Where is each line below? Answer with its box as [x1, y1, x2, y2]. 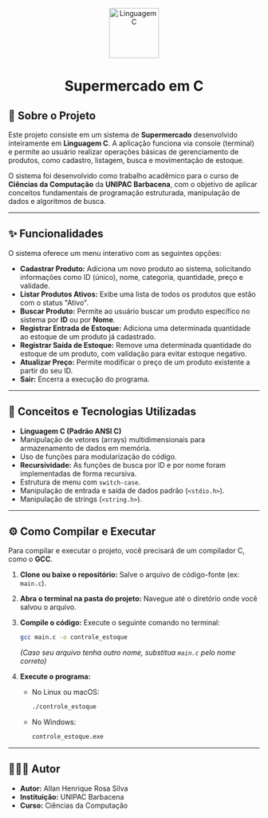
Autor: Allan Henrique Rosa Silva [19, 784, 128, 793]
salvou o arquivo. [19, 602, 77, 612]
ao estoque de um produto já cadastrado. [19, 332, 156, 341]
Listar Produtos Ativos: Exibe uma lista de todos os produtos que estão [19, 289, 257, 299]
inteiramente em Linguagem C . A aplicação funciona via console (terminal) [8, 138, 255, 148]
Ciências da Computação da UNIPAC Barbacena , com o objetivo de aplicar [8, 180, 258, 189]
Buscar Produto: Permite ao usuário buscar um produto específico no [19, 306, 250, 316]
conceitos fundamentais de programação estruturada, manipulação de [8, 188, 241, 198]
